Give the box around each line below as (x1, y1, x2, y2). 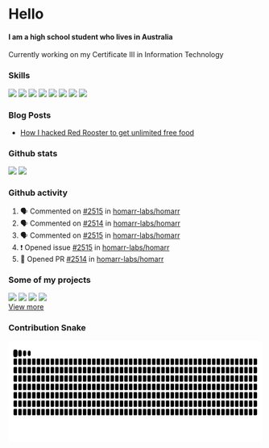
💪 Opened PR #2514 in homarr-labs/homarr (19, 254, 164, 263)
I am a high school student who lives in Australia (8, 31, 173, 41)
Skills (8, 70, 31, 81)
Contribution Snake (8, 321, 86, 333)
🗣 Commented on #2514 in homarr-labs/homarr (19, 218, 181, 228)
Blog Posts (8, 110, 52, 121)
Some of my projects (8, 274, 91, 285)
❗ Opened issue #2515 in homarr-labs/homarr (19, 243, 170, 252)
